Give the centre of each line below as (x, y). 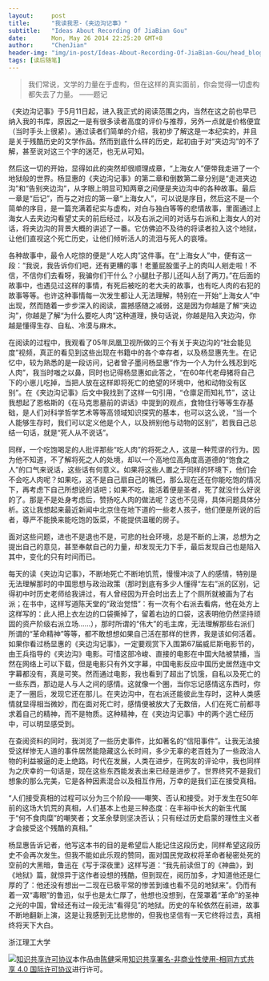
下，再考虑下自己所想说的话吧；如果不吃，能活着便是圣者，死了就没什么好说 (134, 489)
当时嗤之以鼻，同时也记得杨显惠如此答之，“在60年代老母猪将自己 (147, 372)
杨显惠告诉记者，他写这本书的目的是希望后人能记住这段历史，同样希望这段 (131, 845)
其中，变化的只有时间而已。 (54, 557)
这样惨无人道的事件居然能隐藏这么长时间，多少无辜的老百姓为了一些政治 (134, 750)
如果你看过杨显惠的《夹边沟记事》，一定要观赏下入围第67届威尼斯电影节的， (133, 643)
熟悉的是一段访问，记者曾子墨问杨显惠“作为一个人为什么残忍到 (147, 362)
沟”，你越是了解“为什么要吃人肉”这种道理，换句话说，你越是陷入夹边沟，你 (132, 315)
